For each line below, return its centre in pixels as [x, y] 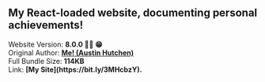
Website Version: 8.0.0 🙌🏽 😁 [55, 44]
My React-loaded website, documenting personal [133, 13]
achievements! [46, 26]
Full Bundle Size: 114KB [46, 61]
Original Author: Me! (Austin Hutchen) [71, 52]
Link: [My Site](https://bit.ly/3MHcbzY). [75, 69]
